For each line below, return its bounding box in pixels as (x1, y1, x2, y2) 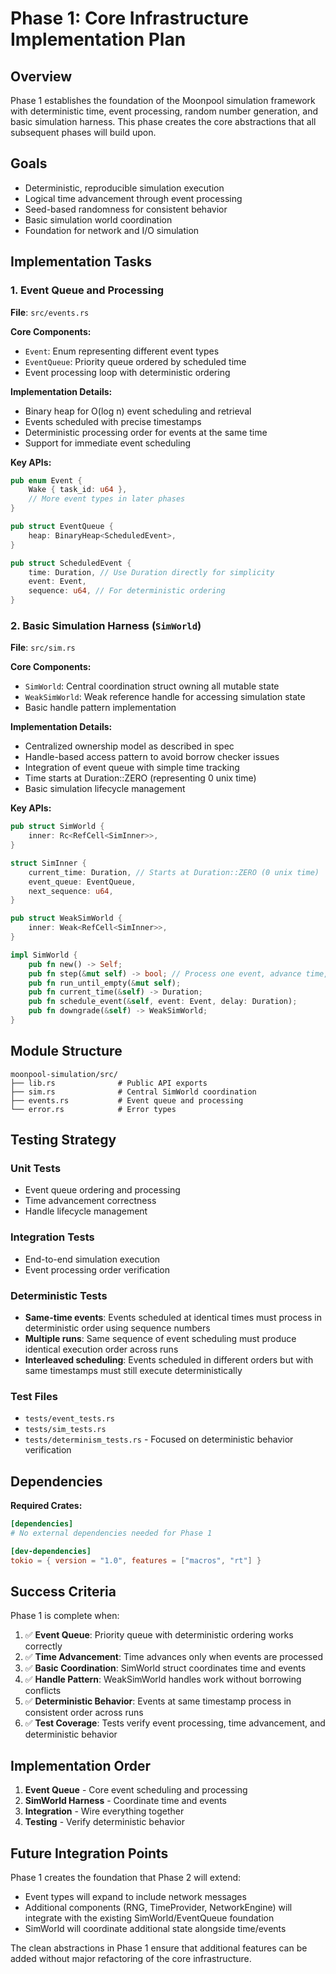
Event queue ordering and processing (24, 1184, 181, 1196)
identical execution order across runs (24, 1343, 179, 1356)
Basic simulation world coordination (24, 213, 173, 226)
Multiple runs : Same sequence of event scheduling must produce (24, 1333, 297, 1345)
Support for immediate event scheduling (24, 437, 192, 449)
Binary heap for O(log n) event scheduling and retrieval (24, 405, 252, 417)
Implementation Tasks (10, 253, 152, 271)
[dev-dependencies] (10, 1546, 92, 1556)
